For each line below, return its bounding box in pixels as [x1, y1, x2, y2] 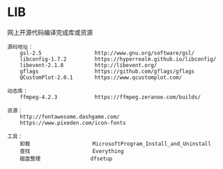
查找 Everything [20, 147, 124, 154]
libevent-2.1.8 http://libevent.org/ [20, 61, 157, 68]
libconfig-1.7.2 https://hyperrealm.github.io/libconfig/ [20, 55, 217, 63]
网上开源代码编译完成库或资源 [7, 28, 93, 36]
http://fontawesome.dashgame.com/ [20, 113, 120, 120]
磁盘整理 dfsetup [20, 155, 113, 162]
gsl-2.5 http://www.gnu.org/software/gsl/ [20, 50, 195, 57]
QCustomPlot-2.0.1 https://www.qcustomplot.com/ [20, 74, 183, 81]
